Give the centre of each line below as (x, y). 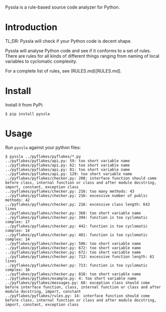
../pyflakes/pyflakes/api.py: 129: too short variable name (69, 174)
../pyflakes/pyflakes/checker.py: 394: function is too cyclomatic (77, 217)
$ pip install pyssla (28, 114)
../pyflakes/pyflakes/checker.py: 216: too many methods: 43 (70, 191)
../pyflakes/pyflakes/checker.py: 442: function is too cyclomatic (77, 226)
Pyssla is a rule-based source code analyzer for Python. (63, 7)
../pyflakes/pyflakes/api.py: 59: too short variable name (68, 161)
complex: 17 (17, 222)
